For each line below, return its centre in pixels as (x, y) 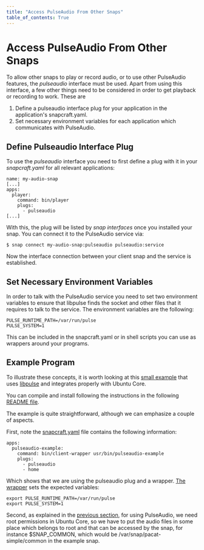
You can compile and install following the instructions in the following (93, 395)
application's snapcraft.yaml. (51, 115)
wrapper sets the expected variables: (53, 487)
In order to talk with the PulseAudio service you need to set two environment (102, 297)
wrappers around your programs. (48, 344)
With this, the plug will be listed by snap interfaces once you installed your (99, 228)
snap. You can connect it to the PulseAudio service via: (75, 234)
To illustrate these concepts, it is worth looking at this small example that (97, 377)
